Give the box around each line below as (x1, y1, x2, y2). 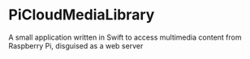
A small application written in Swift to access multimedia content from (8, 32, 242, 42)
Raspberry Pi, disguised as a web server (8, 40, 144, 50)
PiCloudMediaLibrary (8, 6, 155, 24)
